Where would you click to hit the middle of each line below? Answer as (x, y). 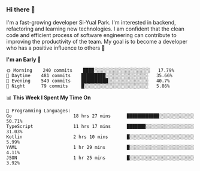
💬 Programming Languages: (38, 111)
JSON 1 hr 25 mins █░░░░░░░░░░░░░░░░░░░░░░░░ (100, 158)
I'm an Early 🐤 (24, 60)
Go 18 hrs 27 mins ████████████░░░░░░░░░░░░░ (100, 116)
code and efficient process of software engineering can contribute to (91, 35)
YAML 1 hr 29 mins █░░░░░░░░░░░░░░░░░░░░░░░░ (100, 148)
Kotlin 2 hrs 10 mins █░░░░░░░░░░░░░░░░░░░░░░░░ (100, 137)
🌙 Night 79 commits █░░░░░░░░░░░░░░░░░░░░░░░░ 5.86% (88, 86)
